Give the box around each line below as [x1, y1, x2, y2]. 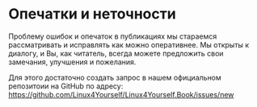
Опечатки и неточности [8, 5, 176, 23]
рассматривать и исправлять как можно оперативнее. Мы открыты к [8, 39, 250, 49]
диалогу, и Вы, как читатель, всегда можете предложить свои [8, 48, 224, 58]
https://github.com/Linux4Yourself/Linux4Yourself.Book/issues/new [8, 89, 234, 99]
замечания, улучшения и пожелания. [8, 57, 137, 67]
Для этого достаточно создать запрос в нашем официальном [8, 72, 222, 82]
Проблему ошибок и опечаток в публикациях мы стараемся [8, 31, 217, 41]
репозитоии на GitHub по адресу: [8, 81, 124, 91]
